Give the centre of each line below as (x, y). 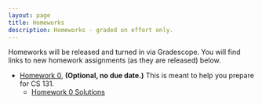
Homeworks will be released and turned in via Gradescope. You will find (124, 52)
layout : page (29, 15)
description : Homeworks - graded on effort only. (91, 30)
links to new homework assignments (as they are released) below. (115, 60)
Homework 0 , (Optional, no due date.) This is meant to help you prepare (137, 76)
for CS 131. (37, 84)
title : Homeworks (36, 23)
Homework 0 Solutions (68, 92)
